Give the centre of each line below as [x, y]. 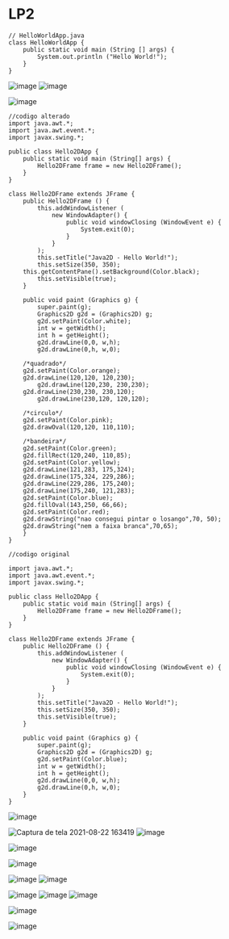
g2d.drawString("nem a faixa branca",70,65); [101, 526]
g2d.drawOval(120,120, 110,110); [79, 427]
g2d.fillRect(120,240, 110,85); [77, 455]
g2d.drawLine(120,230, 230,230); [94, 384]
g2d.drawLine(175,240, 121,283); [79, 490]
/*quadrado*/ [45, 363]
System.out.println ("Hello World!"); [102, 57]
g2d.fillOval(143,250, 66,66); [75, 505]
